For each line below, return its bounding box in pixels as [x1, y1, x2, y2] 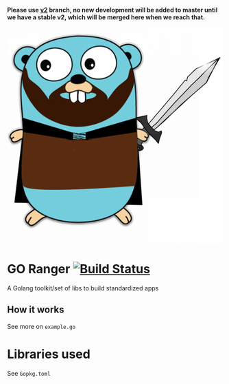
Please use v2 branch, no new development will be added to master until [7, 6, 218, 14]
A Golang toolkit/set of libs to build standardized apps [7, 284, 159, 292]
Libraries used [7, 346, 91, 362]
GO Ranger [7, 262, 71, 277]
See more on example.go [7, 322, 76, 330]
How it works [7, 304, 64, 316]
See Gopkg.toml [7, 369, 51, 377]
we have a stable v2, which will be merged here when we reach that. [7, 13, 206, 21]
